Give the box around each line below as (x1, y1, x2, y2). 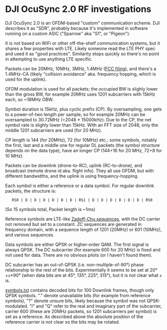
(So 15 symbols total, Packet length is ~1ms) (5, 206, 96, 212)
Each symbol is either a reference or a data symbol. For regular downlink (5, 183, 155, 189)
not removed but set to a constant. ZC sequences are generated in (5, 221, 142, 227)
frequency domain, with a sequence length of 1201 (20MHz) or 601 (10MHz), (5, 226, 162, 232)
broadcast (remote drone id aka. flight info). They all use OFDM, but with (5, 168, 154, 174)
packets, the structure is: (5, 188, 56, 194)
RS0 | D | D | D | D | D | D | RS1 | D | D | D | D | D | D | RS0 (11, 198, 153, 203)
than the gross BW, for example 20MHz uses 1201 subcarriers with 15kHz (5, 91, 156, 97)
